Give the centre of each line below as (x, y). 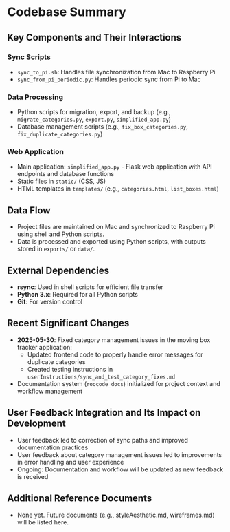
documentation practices (53, 447)
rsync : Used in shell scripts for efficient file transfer (90, 287)
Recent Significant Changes (68, 323)
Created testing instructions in (70, 369)
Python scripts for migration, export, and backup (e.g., (94, 112)
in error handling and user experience (70, 462)
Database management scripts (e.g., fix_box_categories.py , (103, 127)
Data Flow (29, 210)
